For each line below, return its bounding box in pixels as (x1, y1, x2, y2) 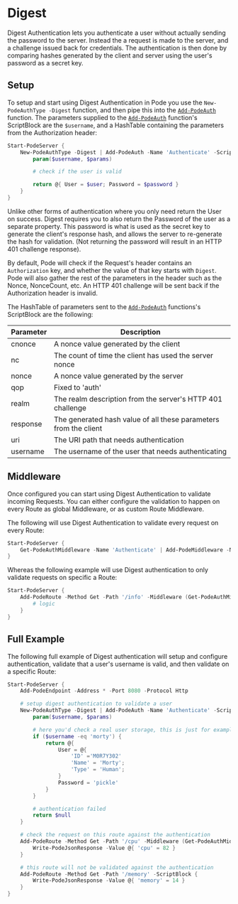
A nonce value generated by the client (53, 339, 181, 349)
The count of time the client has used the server (53, 350, 214, 360)
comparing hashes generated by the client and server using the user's (7, 51, 212, 60)
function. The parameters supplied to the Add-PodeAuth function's (7, 113, 198, 122)
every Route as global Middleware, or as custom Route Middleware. (7, 505, 204, 513)
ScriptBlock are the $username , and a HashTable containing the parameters (7, 121, 225, 129)
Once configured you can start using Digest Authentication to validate (7, 489, 211, 498)
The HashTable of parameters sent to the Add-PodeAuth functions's (7, 302, 201, 311)
